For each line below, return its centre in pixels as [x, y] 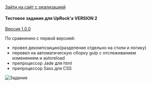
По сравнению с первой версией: [40, 38]
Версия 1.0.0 [18, 29]
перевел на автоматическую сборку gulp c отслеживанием [74, 53]
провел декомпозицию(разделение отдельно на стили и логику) [79, 48]
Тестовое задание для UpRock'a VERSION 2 [51, 18]
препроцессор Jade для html [42, 63]
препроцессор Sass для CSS [42, 68]
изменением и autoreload [38, 58]
